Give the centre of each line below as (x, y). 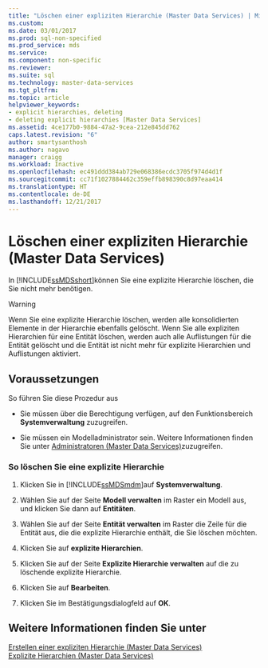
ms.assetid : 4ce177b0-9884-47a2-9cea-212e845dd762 (94, 127)
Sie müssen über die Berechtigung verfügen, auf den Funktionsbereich (136, 414)
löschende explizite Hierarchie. (71, 572)
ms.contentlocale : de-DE (49, 194)
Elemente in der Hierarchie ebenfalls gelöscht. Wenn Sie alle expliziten (124, 328)
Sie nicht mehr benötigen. (51, 289)
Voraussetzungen (54, 379)
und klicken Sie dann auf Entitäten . (78, 508)
